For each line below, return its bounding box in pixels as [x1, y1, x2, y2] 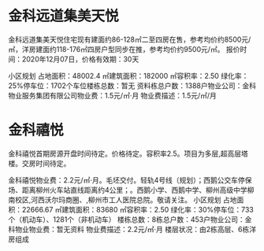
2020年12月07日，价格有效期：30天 [21, 54, 139, 64]
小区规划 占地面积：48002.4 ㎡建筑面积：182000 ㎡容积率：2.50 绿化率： [8, 71, 249, 80]
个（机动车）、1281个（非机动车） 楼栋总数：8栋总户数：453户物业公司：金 [8, 214, 252, 224]
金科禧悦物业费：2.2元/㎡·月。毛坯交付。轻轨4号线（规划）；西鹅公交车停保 [8, 175, 252, 185]
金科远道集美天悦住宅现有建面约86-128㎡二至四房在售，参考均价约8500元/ [8, 35, 251, 44]
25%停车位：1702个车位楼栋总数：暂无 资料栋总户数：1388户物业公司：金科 [8, 80, 256, 90]
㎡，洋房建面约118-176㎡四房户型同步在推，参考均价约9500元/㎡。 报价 [8, 44, 240, 54]
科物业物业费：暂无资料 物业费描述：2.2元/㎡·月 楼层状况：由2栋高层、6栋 [8, 224, 250, 234]
